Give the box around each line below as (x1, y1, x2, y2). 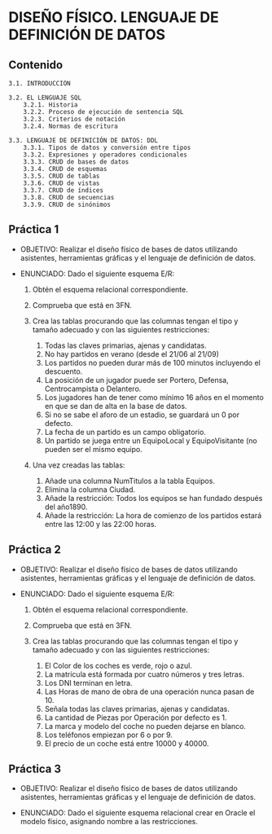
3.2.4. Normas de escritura (23, 122, 118, 130)
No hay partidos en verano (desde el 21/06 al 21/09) (44, 349, 220, 358)
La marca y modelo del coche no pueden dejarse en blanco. (44, 721, 247, 731)
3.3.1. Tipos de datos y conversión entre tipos (23, 143, 191, 151)
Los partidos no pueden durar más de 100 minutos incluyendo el (44, 358, 261, 367)
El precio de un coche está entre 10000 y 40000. (44, 738, 209, 748)
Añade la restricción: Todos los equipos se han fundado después (44, 493, 263, 503)
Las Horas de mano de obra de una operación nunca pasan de (44, 687, 255, 696)
